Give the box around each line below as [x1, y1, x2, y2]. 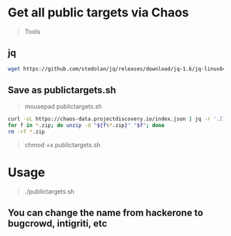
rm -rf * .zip [8, 129, 45, 135]
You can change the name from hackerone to [8, 207, 204, 219]
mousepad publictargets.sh [24, 103, 102, 111]
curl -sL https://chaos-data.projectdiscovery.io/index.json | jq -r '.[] [8, 116, 226, 122]
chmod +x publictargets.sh [24, 141, 101, 149]
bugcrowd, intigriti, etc [8, 218, 108, 230]
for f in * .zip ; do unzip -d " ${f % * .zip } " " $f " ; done [8, 122, 165, 129]
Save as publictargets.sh [8, 84, 117, 96]
